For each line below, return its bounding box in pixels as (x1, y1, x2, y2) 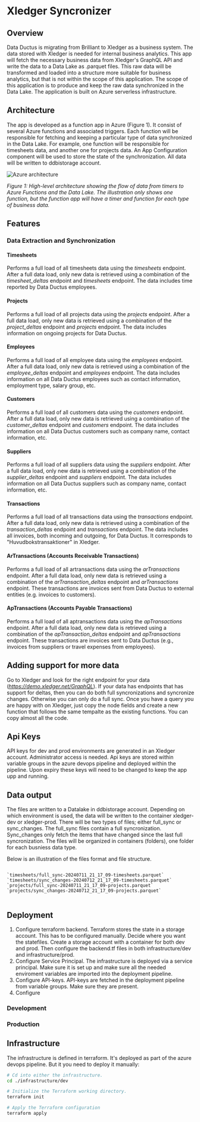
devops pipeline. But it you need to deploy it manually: (7, 1061, 140, 1068)
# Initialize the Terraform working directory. (7, 1089, 127, 1095)
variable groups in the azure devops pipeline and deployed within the (7, 760, 176, 767)
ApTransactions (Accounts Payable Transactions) (7, 604, 133, 612)
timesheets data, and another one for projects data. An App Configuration (7, 146, 187, 153)
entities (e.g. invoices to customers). (7, 591, 96, 598)
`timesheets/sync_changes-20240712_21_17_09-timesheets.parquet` (7, 877, 172, 883)
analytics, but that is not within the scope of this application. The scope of (7, 76, 189, 82)
